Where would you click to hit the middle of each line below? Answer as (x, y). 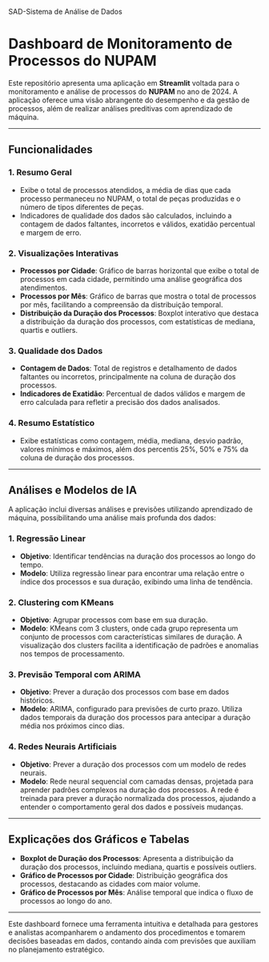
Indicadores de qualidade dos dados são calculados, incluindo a (126, 215)
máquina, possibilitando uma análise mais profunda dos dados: (112, 518)
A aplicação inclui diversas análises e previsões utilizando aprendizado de (131, 509)
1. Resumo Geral (40, 173)
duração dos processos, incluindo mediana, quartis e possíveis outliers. (138, 867)
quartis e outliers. (49, 330)
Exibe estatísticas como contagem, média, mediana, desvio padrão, (131, 440)
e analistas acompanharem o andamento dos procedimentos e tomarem (127, 932)
